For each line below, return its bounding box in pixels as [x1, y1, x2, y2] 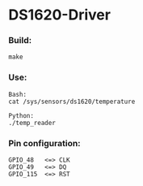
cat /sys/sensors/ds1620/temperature [8, 97, 136, 106]
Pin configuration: [8, 137, 81, 149]
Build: [8, 35, 32, 46]
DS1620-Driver [8, 6, 111, 24]
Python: [8, 111, 35, 119]
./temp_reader [8, 119, 57, 127]
